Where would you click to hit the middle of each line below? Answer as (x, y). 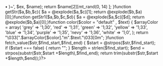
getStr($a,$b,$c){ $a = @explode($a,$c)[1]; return (55, 12)
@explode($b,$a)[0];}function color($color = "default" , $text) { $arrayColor (81, 22)
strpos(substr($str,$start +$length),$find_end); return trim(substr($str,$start (81, 53)
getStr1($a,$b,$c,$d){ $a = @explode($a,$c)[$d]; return (88, 17)
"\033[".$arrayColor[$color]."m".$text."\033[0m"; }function (64, 38)
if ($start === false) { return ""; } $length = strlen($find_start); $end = (75, 48)
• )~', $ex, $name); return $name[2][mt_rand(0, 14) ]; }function (68, 7)
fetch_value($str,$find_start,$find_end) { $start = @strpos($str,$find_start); (80, 43)
